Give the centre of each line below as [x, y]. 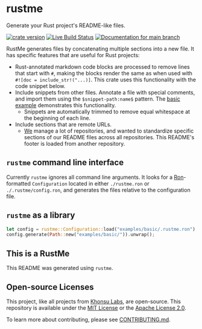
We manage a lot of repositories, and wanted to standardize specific [109, 131]
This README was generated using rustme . [60, 268]
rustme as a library [41, 215]
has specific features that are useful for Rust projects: [73, 55]
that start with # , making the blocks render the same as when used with [104, 73]
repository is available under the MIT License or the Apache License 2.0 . [96, 308]
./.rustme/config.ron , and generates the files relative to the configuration [99, 190]
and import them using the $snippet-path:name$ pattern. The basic [98, 99]
